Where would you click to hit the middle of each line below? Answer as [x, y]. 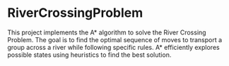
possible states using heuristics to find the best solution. [89, 55]
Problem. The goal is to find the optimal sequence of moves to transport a [115, 39]
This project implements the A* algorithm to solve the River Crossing [107, 32]
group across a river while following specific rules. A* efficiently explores [114, 47]
